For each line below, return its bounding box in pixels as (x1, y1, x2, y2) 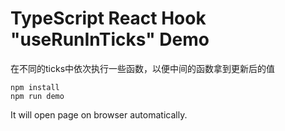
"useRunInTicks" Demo (10, 28, 210, 51)
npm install (10, 82, 60, 92)
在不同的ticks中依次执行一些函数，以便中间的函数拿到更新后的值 (10, 62, 276, 74)
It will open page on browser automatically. (10, 108, 188, 121)
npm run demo (10, 91, 65, 101)
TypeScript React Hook (10, 7, 207, 30)
